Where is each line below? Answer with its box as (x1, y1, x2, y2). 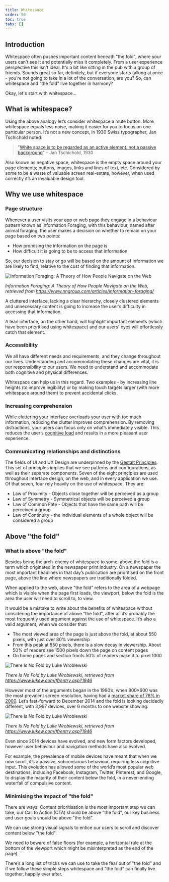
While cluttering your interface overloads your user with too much (5, 414, 142, 420)
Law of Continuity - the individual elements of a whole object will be (12, 512, 153, 518)
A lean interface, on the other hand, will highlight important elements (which (5, 318, 162, 324)
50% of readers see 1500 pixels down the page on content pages (12, 647, 148, 653)
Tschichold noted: (5, 134, 43, 140)
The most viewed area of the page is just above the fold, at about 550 (12, 631, 157, 637)
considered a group (12, 517, 54, 523)
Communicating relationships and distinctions (5, 448, 121, 455)
